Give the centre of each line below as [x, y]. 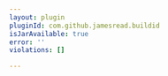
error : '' [27, 42]
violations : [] [37, 50]
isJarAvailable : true [49, 34]
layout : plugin [37, 17]
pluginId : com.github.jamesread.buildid [85, 26]
